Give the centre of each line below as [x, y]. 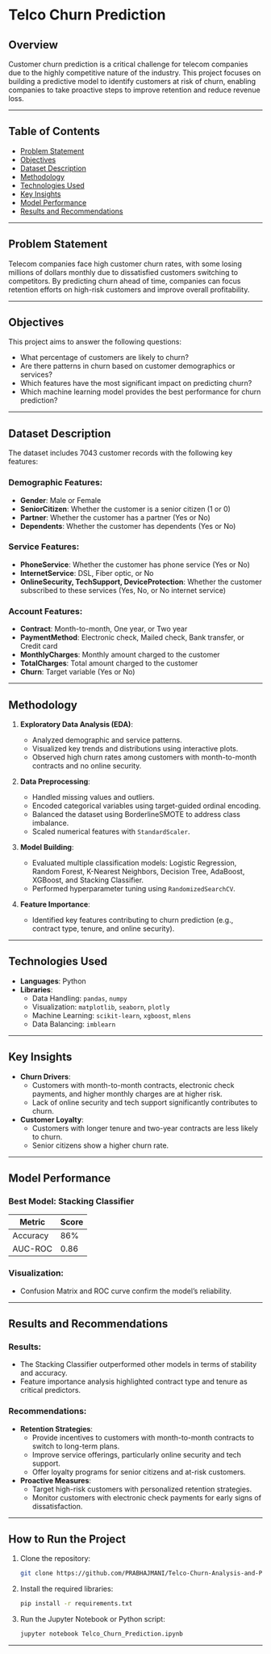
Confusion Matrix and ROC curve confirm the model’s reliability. [126, 1291]
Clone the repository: [55, 1559]
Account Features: [46, 611]
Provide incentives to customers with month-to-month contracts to [143, 1437]
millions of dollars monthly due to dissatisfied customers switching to [123, 272]
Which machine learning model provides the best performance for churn [140, 392]
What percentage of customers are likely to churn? [104, 357]
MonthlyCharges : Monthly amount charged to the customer [120, 655]
